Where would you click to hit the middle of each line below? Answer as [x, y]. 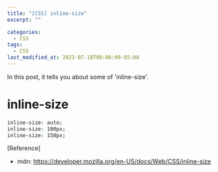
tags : [15, 45]
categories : [24, 32]
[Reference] [24, 148]
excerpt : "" [24, 20]
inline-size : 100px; [37, 129]
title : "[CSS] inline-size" [47, 13]
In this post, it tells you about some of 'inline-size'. [78, 76]
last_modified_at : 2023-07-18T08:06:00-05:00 [73, 58]
